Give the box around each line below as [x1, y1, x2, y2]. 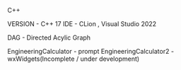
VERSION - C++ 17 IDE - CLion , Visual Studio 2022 [7, 20, 157, 28]
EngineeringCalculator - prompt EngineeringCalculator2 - [7, 47, 175, 55]
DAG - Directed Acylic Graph [7, 33, 90, 42]
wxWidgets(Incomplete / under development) [7, 54, 140, 63]
